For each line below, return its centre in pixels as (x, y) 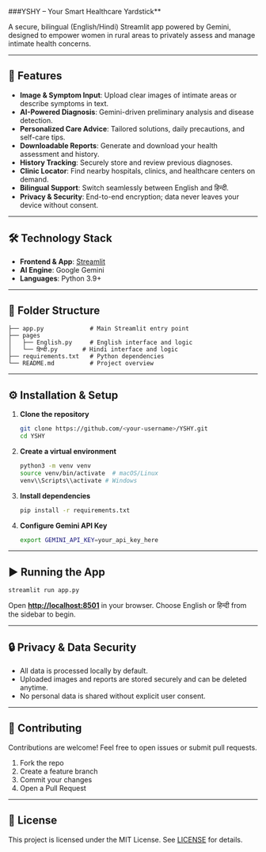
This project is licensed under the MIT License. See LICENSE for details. (125, 839)
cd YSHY (32, 436)
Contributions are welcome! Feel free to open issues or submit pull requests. (133, 747)
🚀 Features (35, 76)
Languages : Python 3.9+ (60, 278)
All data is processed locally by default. (84, 671)
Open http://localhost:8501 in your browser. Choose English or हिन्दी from (127, 606)
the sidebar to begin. (42, 614)
